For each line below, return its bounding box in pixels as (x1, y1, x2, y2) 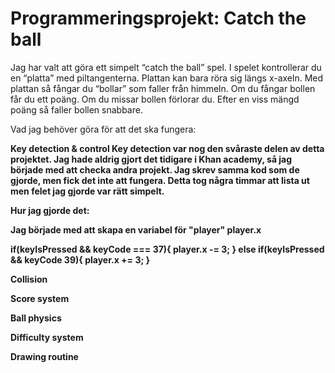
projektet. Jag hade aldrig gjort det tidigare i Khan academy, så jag (10, 153, 293, 165)
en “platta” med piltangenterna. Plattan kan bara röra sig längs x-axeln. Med (10, 72, 324, 84)
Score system (10, 292, 70, 304)
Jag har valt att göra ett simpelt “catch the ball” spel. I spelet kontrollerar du (10, 61, 322, 73)
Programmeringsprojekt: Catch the (10, 7, 307, 30)
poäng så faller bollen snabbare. (10, 103, 143, 116)
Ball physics (10, 312, 62, 324)
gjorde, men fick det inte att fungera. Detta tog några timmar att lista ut (10, 174, 310, 186)
